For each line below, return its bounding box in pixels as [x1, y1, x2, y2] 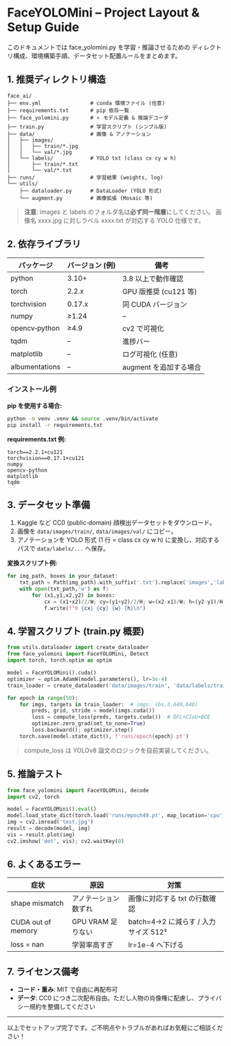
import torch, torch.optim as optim [7, 657, 112, 664]
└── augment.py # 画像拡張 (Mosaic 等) [19, 195, 153, 201]
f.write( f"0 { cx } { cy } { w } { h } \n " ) [43, 604, 146, 611]
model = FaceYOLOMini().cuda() [7, 669, 97, 677]
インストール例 [7, 384, 57, 394]
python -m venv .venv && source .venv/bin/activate [7, 415, 158, 422]
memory [10, 926, 38, 936]
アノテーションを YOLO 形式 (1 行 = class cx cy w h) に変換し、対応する [16, 536, 220, 544]
